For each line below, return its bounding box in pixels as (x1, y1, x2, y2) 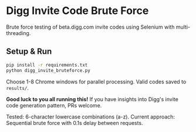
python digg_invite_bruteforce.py (6, 67, 91, 74)
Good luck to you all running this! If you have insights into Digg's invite (6, 95, 179, 103)
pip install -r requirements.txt (6, 62, 88, 68)
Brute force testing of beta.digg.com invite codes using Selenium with (6, 23, 175, 30)
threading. (6, 29, 31, 36)
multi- (175, 23, 191, 30)
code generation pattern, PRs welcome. (6, 102, 102, 109)
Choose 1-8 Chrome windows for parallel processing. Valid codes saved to (6, 78, 187, 85)
